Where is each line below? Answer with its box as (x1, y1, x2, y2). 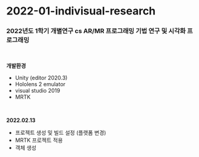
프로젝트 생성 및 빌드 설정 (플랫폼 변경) (15, 129, 106, 137)
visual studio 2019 (15, 87, 60, 94)
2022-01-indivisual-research (6, 4, 156, 18)
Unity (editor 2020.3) (15, 74, 68, 82)
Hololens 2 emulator (15, 81, 66, 88)
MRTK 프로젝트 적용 (15, 137, 64, 144)
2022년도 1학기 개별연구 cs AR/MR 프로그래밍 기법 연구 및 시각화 (6, 27, 186, 35)
